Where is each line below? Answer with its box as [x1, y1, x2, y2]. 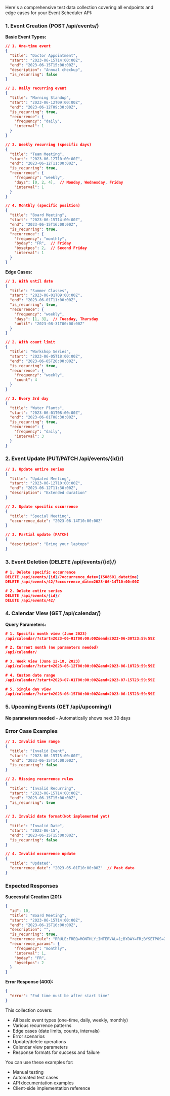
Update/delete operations [12, 1038, 66, 1044]
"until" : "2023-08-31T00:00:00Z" [14, 321, 85, 326]
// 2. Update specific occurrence [5, 504, 78, 509]
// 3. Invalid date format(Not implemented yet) [5, 814, 110, 819]
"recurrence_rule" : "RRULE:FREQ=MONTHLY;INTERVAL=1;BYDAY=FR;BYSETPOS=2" [10, 937, 168, 942]
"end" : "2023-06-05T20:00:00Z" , [10, 359, 78, 364]
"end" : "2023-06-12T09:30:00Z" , [10, 104, 78, 110]
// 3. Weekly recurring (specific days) [5, 142, 92, 147]
